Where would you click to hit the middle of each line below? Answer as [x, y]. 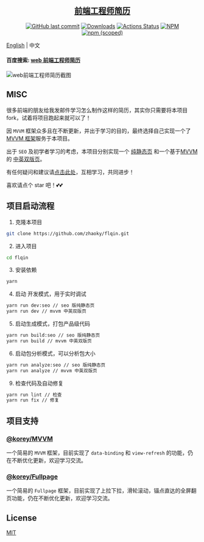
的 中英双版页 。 [26, 159]
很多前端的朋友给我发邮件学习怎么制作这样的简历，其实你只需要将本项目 [97, 110]
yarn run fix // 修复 [33, 400]
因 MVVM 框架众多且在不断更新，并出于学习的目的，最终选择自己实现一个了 [99, 131]
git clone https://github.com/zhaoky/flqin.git [68, 233]
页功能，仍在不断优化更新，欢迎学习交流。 [60, 498]
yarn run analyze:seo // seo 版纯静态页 [56, 365]
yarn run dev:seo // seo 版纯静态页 [51, 306]
